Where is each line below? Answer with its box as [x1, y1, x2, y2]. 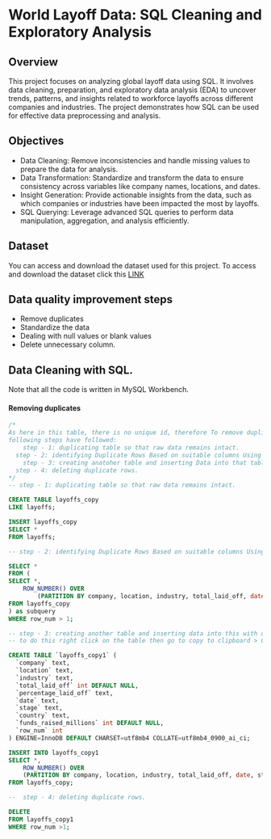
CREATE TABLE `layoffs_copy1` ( [8, 651, 117, 660]
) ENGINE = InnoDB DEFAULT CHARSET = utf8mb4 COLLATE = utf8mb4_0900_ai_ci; [8, 734, 251, 742]
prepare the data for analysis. [19, 164, 119, 174]
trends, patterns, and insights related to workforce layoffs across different [8, 94, 254, 103]
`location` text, [15, 667, 74, 675]
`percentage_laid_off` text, [15, 689, 114, 697]
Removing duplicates [8, 403, 81, 413]
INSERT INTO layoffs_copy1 [8, 748, 99, 757]
